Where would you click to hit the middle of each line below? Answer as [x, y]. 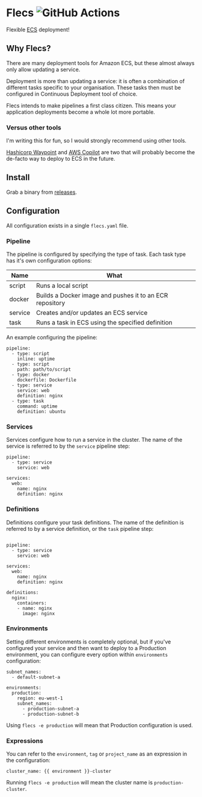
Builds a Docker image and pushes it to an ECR [102, 295]
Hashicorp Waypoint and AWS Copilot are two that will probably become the [101, 152]
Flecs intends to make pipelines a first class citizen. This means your [91, 105]
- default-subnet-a [36, 677]
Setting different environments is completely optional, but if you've [89, 642]
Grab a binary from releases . [41, 192]
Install [18, 178]
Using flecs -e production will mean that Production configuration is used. [100, 725]
